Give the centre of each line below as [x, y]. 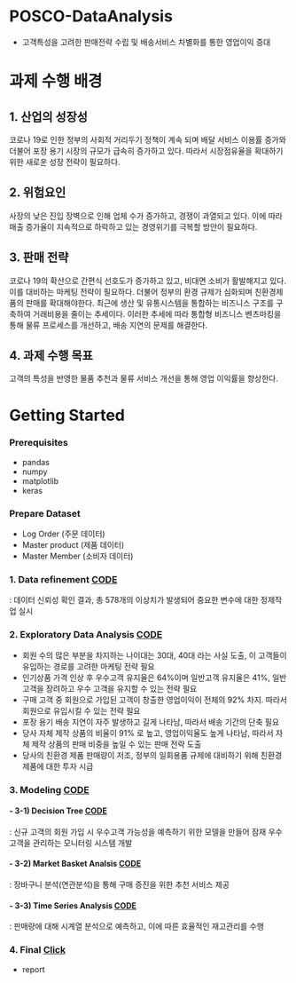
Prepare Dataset [45, 513]
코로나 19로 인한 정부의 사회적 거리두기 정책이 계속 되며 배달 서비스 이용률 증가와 [148, 139]
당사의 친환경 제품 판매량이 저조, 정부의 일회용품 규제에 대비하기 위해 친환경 [152, 755]
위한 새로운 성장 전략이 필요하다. [65, 162]
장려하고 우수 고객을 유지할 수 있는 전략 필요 [121, 688]
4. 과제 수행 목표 [51, 356]
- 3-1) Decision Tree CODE [58, 811]
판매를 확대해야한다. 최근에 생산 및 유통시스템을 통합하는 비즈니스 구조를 [150, 303]
